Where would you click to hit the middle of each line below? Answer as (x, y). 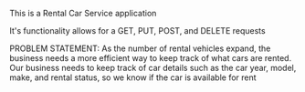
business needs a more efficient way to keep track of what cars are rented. (151, 58)
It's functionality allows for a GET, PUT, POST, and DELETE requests (138, 31)
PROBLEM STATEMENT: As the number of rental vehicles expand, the (140, 48)
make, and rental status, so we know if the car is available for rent (133, 77)
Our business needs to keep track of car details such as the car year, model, (153, 68)
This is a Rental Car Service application (83, 13)
